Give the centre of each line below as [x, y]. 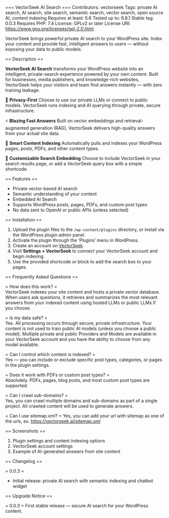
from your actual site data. [33, 133]
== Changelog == [24, 461]
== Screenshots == [25, 431]
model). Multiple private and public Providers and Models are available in [81, 334]
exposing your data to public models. [44, 49]
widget [20, 486]
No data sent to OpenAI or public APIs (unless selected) [70, 210]
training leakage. [23, 90]
